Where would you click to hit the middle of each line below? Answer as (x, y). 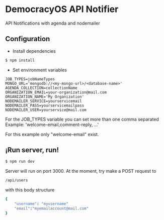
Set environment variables (39, 70)
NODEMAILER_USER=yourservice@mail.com (46, 110)
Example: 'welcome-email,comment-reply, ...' (52, 125)
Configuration (28, 39)
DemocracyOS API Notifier (62, 9)
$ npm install (20, 60)
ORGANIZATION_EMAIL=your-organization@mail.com (56, 92)
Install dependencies (34, 51)
